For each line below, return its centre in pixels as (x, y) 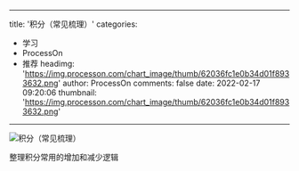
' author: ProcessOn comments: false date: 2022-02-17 (159, 83)
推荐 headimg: (48, 64)
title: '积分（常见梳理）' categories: (73, 24)
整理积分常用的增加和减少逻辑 (64, 157)
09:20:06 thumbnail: (60, 93)
